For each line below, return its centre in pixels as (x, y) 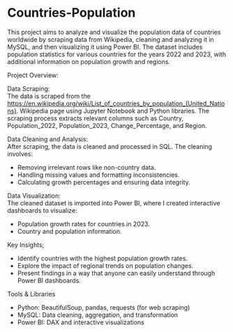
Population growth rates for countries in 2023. (83, 223)
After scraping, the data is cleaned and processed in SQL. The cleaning (110, 146)
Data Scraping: (29, 88)
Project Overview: (33, 75)
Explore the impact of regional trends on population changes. (105, 265)
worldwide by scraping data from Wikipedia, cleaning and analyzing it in (111, 39)
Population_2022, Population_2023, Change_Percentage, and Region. (107, 125)
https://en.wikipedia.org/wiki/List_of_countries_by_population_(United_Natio (116, 103)
